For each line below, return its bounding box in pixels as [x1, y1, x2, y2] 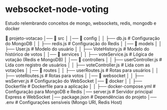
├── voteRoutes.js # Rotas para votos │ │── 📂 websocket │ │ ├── [5, 72, 144, 78]
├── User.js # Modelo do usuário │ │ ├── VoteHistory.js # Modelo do [5, 46, 149, 52]
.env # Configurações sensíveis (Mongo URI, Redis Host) [5, 99, 122, 105]
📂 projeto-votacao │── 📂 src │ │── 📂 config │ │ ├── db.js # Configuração [5, 35, 160, 41]
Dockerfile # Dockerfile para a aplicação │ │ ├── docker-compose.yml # [5, 83, 156, 89]
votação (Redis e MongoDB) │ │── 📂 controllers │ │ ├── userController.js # [5, 56, 162, 62]
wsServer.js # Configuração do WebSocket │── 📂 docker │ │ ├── [5, 78, 142, 84]
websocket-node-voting [5, 4, 109, 15]
